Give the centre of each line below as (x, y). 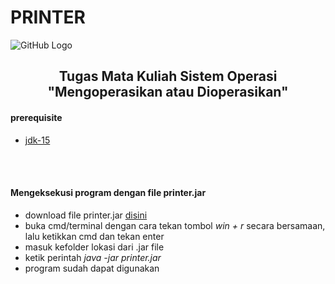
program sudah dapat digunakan (92, 268)
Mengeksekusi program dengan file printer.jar (108, 193)
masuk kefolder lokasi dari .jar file (94, 247)
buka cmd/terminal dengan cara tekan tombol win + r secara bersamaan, (175, 225)
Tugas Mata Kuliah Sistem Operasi (168, 76)
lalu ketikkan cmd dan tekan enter (94, 236)
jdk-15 (37, 140)
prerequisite (36, 117)
